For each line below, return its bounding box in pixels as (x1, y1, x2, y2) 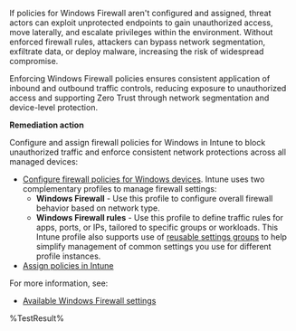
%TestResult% (9, 313, 65, 324)
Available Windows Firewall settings (22, 296, 157, 306)
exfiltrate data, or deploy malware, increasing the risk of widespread (9, 46, 264, 57)
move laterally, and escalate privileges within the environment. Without (9, 27, 273, 37)
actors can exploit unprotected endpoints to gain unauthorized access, (9, 17, 273, 28)
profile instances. (35, 251, 101, 261)
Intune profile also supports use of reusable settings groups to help (35, 232, 288, 242)
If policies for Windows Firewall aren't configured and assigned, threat (9, 8, 272, 18)
